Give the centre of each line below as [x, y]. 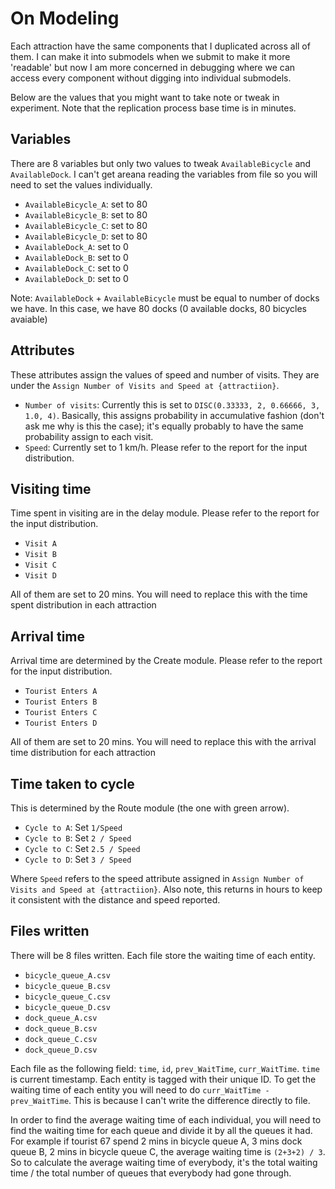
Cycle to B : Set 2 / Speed [78, 838]
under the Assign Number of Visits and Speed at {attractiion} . [145, 385]
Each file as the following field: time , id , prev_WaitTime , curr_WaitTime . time [165, 1068]
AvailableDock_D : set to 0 [76, 278]
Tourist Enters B [61, 702]
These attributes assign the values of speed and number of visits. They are [165, 374]
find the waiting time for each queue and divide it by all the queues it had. [161, 1130]
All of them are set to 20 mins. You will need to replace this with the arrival [163, 742]
